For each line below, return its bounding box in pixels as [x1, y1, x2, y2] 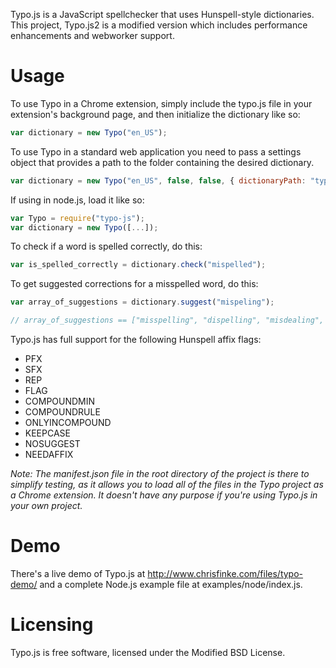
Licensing [10, 614, 94, 636]
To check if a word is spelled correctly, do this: [10, 240, 203, 253]
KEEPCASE [24, 427, 71, 439]
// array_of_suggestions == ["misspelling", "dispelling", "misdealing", [10, 315, 325, 326]
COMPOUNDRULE [24, 406, 101, 418]
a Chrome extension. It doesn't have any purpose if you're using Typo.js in [10, 489, 318, 501]
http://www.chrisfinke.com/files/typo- [147, 568, 304, 579]
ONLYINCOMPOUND [24, 417, 112, 429]
